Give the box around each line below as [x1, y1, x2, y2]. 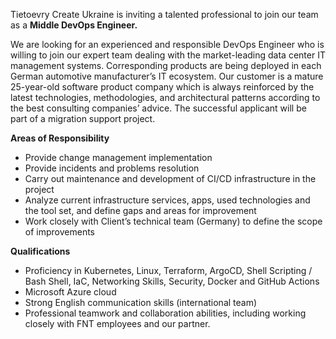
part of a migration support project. [10, 113, 156, 124]
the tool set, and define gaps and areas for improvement [24, 205, 257, 216]
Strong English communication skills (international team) [24, 297, 258, 308]
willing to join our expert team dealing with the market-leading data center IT [10, 49, 326, 61]
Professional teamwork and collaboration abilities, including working [24, 307, 307, 319]
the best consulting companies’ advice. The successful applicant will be [10, 102, 307, 114]
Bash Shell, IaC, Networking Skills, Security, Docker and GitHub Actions [24, 275, 320, 287]
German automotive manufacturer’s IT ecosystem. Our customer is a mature [10, 70, 324, 82]
